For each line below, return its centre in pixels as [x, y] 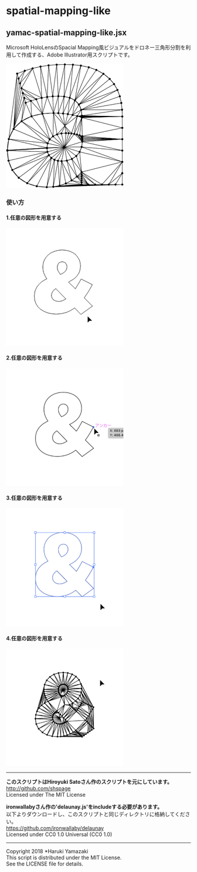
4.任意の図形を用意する [34, 638]
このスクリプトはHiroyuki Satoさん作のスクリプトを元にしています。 [89, 782]
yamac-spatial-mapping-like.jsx [67, 33]
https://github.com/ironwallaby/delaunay [55, 828]
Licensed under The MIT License [46, 795]
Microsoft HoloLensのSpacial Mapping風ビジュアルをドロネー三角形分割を [96, 47]
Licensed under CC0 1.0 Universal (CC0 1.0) [59, 834]
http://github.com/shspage [38, 788]
